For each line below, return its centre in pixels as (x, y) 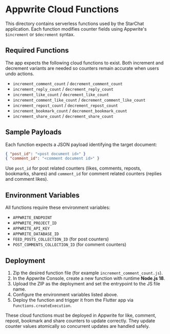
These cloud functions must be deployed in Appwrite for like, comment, (81, 315)
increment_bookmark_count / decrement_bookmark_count (70, 110)
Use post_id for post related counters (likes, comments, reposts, (73, 168)
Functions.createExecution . (42, 305)
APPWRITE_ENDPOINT (32, 218)
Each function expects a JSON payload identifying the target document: (81, 145)
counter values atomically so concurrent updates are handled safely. (78, 326)
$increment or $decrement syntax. (40, 34)
